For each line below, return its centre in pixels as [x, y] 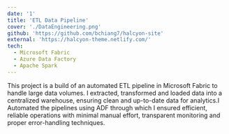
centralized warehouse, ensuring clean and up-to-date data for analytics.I [113, 100]
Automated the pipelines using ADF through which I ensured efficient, [108, 107]
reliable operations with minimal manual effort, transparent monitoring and [114, 115]
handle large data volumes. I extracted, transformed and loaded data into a [114, 93]
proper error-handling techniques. [56, 122]
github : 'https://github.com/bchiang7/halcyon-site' [86, 33]
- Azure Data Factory [45, 59]
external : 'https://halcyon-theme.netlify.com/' [79, 40]
